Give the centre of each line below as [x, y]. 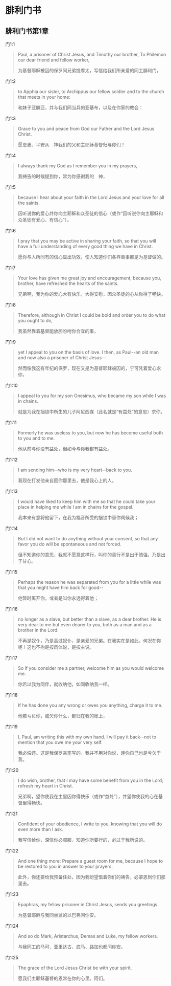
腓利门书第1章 [27, 31]
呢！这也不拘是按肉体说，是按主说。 [56, 647]
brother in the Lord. [38, 630]
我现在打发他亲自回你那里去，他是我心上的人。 [67, 480]
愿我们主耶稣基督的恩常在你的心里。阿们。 [63, 978]
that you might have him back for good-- [60, 587]
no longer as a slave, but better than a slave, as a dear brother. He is [90, 619]
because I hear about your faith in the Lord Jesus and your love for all [91, 197]
